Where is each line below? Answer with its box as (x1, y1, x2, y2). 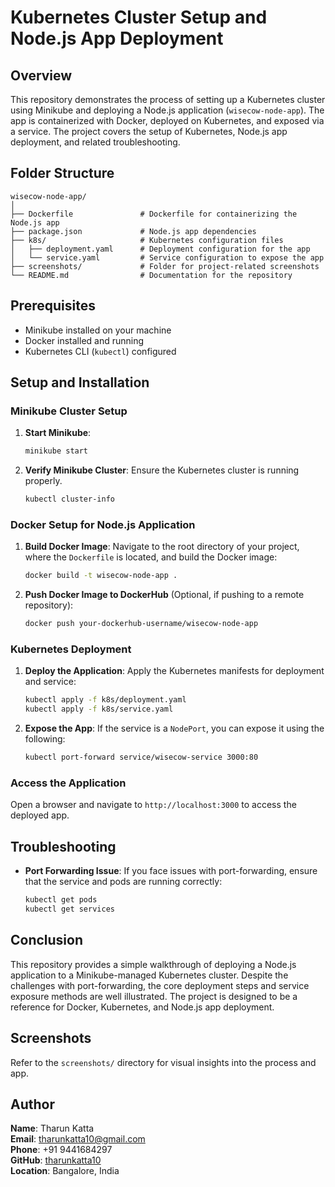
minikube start (24, 446, 89, 456)
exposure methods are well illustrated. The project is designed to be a (10, 990, 298, 1002)
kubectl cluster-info (24, 494, 115, 505)
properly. (24, 475, 63, 487)
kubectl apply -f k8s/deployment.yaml (24, 695, 187, 705)
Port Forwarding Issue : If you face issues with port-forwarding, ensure (24, 865, 318, 877)
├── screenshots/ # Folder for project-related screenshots (10, 261, 320, 271)
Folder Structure (10, 165, 115, 182)
